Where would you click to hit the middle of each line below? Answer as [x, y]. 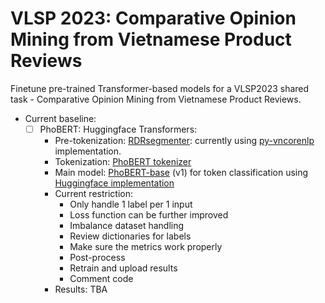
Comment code [101, 278]
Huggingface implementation [114, 183]
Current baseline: [60, 118]
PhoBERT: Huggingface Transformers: [118, 129]
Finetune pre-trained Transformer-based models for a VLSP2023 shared [160, 88]
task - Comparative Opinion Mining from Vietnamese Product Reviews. [156, 99]
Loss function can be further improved [149, 215]
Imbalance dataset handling [127, 225]
